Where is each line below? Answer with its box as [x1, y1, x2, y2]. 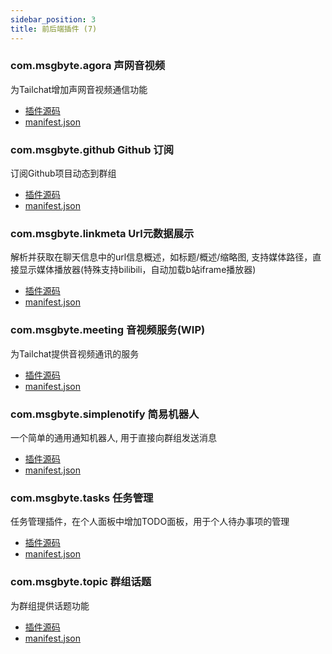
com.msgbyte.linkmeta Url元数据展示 [10, 227, 195, 241]
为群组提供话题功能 [10, 599, 90, 611]
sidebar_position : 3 [10, 14, 97, 25]
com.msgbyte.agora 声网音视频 [10, 59, 166, 73]
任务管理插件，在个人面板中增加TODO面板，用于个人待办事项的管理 [10, 516, 290, 528]
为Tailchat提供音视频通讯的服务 [10, 347, 140, 360]
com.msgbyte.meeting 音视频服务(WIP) [10, 323, 206, 337]
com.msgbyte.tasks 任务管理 [10, 491, 154, 505]
